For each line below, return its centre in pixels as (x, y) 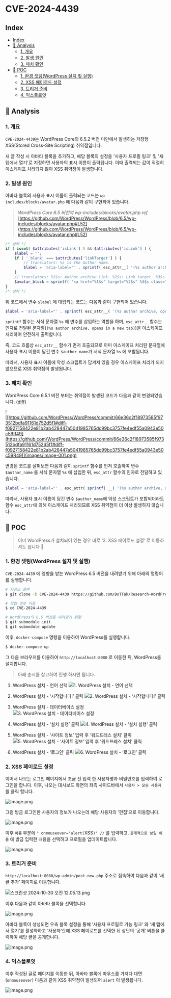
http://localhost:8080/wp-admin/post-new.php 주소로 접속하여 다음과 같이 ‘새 (85, 876)
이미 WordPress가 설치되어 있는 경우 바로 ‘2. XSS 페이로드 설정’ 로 (84, 540)
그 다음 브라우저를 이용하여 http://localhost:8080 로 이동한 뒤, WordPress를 (83, 657)
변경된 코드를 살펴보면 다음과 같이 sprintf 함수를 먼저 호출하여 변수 (72, 466)
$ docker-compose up (27, 647)
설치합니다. (16, 664)
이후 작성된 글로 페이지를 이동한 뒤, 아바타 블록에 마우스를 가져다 (69, 974)
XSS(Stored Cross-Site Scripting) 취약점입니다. (54, 145)
